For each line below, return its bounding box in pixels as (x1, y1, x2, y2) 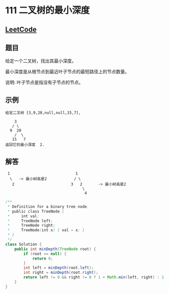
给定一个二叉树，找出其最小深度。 (5, 58, 76, 64)
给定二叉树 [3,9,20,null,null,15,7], (5, 110, 81, 115)
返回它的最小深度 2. (5, 142, 45, 147)
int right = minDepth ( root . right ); (23, 270, 99, 275)
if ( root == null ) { (23, 251, 67, 256)
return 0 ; (32, 256, 53, 261)
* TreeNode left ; (7, 218, 53, 223)
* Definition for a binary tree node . (7, 204, 90, 209)
